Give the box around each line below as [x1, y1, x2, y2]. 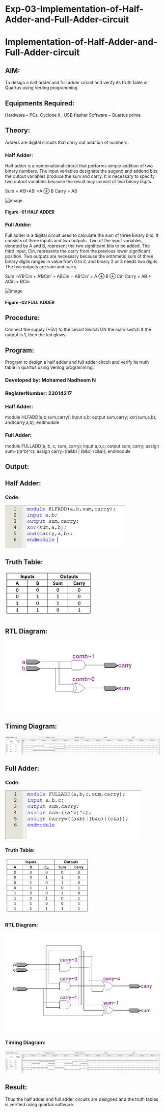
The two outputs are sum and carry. [5, 264, 78, 269]
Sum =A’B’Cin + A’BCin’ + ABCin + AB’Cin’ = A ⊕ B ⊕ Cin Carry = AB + [5, 273, 151, 279]
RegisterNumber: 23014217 [5, 390, 72, 397]
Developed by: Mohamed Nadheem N [5, 377, 96, 383]
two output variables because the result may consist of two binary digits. [5, 179, 153, 185]
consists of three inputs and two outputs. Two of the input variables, [5, 238, 143, 243]
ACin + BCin [5, 279, 30, 284]
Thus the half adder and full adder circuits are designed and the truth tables [5, 1096, 159, 1102]
